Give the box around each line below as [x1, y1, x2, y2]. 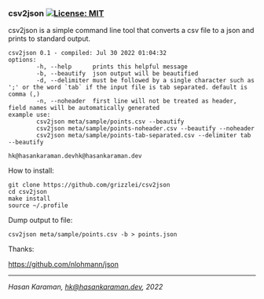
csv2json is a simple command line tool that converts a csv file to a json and [8, 26, 255, 35]
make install [8, 195, 51, 203]
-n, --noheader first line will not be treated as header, [36, 97, 237, 105]
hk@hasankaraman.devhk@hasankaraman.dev [8, 152, 143, 160]
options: [8, 56, 37, 64]
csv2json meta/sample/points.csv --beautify [36, 118, 185, 126]
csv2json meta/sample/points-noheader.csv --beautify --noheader [36, 125, 255, 133]
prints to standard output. [8, 34, 91, 43]
